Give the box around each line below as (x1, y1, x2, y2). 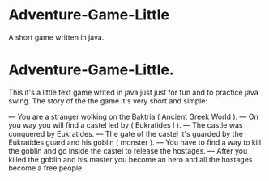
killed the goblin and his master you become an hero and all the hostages (8, 154, 253, 164)
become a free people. (8, 163, 85, 173)
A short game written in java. (8, 32, 105, 42)
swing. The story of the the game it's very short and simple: (8, 95, 208, 106)
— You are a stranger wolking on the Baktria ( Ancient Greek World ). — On (8, 112, 259, 121)
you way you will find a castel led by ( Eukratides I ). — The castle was (8, 120, 243, 130)
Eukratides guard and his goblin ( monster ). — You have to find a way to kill (8, 137, 262, 147)
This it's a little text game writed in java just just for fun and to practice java (8, 87, 259, 97)
